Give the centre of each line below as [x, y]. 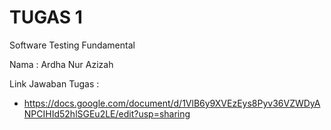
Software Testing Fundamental [72, 45]
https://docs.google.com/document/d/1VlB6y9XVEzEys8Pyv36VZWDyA [172, 103]
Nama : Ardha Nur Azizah [61, 64]
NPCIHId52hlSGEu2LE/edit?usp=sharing [107, 113]
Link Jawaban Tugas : [54, 83]
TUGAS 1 [46, 17]
